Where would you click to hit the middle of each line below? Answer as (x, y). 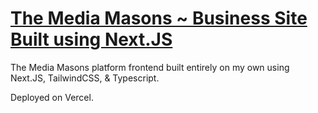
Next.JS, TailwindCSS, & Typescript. (85, 78)
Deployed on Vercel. (52, 97)
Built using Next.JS (91, 39)
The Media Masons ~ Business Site (159, 18)
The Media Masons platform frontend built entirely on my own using (150, 67)
